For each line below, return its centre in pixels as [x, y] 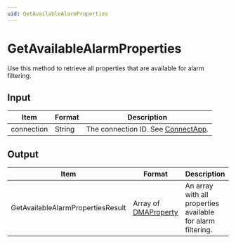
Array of [146, 203]
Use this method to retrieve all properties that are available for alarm [106, 68]
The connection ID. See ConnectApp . [147, 129]
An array [199, 186]
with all [197, 195]
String [65, 129]
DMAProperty [156, 212]
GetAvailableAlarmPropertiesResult [68, 208]
